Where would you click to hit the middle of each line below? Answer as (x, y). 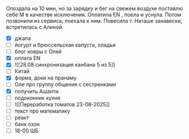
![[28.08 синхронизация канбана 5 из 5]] (65, 65)
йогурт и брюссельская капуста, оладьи (65, 45)
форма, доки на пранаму (45, 78)
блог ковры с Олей (38, 51)
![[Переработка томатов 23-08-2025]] (62, 104)
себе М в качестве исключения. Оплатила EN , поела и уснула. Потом (94, 15)
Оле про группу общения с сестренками (65, 85)
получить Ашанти (36, 91)
